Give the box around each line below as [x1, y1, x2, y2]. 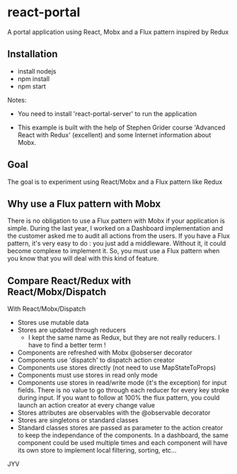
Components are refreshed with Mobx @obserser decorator [17, 348, 193, 357]
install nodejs [17, 67, 57, 75]
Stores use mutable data [17, 318, 89, 327]
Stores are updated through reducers [17, 326, 126, 335]
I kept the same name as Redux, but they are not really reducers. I [28, 333, 221, 342]
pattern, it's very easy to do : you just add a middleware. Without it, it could [7, 239, 226, 248]
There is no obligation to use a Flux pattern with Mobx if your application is [7, 216, 225, 225]
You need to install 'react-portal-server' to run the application [17, 109, 197, 117]
